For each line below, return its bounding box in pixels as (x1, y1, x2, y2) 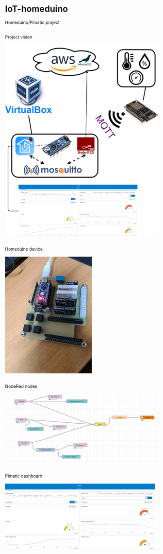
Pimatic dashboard (5, 473, 43, 479)
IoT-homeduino (5, 3, 68, 15)
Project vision (5, 34, 33, 40)
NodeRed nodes (5, 383, 37, 389)
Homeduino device (5, 246, 43, 252)
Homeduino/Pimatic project (5, 19, 60, 25)
